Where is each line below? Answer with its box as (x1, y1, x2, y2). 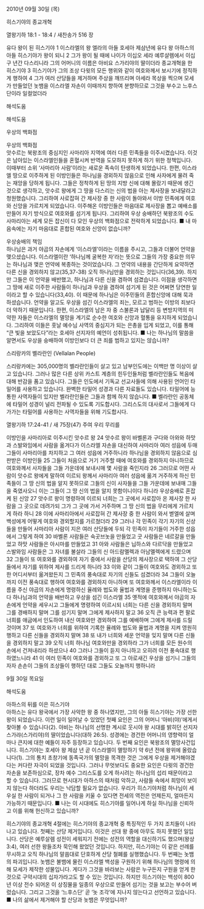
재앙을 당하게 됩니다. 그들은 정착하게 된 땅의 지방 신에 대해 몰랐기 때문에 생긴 (12, 179, 194, 187)
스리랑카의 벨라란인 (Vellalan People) (6, 350, 96, 357)
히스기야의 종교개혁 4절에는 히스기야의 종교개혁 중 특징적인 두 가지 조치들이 (6, 820, 185, 827)
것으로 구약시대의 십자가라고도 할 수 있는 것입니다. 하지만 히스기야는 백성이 (6, 873, 183, 880)
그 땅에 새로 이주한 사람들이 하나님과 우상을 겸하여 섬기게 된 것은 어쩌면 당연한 (6, 283, 191, 291)
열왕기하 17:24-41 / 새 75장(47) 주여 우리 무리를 (6, 421, 120, 428)
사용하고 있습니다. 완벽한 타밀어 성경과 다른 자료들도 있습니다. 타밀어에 (22, 385, 189, 392)
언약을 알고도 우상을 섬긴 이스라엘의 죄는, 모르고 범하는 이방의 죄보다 (33, 299, 196, 306)
